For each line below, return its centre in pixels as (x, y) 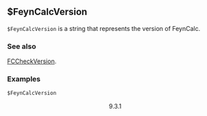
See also (22, 46)
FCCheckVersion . (32, 61)
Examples (24, 79)
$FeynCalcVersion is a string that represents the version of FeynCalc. (104, 28)
